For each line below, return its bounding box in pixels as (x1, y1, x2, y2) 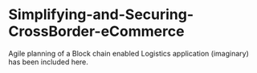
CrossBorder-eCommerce (8, 22, 185, 40)
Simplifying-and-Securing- (8, 6, 194, 24)
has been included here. (8, 57, 88, 67)
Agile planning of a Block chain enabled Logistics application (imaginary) (8, 48, 249, 58)
